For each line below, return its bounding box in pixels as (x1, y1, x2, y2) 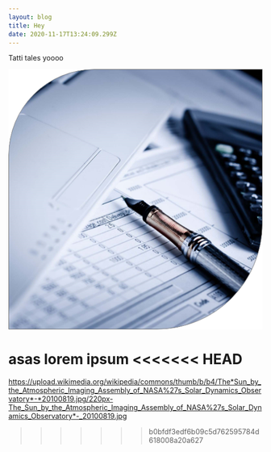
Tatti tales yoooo (8, 53, 64, 63)
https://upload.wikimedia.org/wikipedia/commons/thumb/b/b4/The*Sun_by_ (8, 377, 262, 387)
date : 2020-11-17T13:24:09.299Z (8, 30, 117, 38)
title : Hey (8, 21, 45, 30)
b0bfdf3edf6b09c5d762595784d (148, 427, 260, 437)
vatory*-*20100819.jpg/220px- (8, 394, 114, 404)
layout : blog (8, 13, 52, 21)
